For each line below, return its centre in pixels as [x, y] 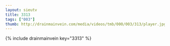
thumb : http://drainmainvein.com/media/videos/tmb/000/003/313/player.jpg [86, 24]
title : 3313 [18, 15]
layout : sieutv [21, 10]
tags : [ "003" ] [20, 19]
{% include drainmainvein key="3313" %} [49, 38]
